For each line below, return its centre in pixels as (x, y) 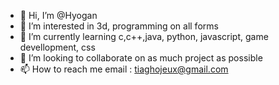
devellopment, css (57, 47)
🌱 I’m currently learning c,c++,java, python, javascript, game (144, 36)
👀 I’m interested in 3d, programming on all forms (119, 26)
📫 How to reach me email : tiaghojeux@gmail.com (124, 69)
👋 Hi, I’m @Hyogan (58, 15)
